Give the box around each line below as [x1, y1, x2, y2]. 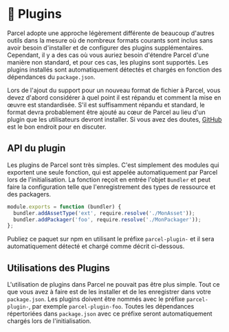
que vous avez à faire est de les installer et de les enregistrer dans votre [7, 288, 211, 296]
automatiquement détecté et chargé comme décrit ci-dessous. [7, 242, 185, 250]
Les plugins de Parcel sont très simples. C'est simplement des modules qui [7, 161, 219, 169]
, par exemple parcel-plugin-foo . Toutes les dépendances [28, 302, 195, 311]
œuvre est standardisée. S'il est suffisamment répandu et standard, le [7, 100, 205, 109]
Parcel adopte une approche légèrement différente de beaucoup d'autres [7, 29, 215, 37]
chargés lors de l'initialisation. [7, 317, 91, 325]
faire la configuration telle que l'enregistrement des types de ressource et [7, 182, 216, 191]
